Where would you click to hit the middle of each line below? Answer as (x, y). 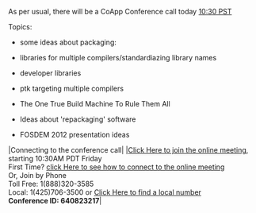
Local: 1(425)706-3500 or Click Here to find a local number (105, 192)
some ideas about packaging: (68, 42)
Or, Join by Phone (38, 175)
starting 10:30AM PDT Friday (55, 159)
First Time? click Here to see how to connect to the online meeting (117, 167)
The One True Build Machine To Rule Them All (95, 104)
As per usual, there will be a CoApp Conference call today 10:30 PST (120, 12)
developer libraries (50, 73)
